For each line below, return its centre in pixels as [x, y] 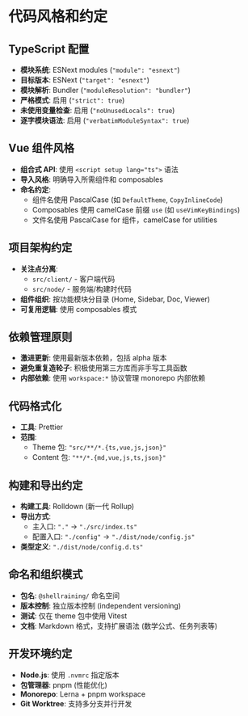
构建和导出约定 [46, 485]
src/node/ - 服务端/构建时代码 [82, 289]
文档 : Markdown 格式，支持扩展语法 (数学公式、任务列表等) [119, 625]
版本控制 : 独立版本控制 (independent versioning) [101, 605]
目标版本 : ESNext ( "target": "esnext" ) [85, 80]
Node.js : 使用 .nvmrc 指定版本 [69, 675]
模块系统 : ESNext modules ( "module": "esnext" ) [100, 70]
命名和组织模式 [46, 575]
